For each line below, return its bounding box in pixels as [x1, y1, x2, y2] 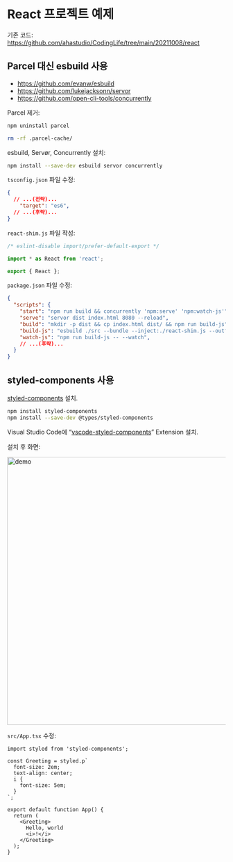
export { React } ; [7, 268, 60, 275]
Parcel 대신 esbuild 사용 [7, 60, 108, 72]
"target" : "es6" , [19, 202, 70, 209]
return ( [13, 812, 39, 819]
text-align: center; [13, 770, 73, 776]
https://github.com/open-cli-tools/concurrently [17, 94, 152, 102]
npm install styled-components [7, 407, 98, 414]
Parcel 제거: [7, 108, 40, 117]
